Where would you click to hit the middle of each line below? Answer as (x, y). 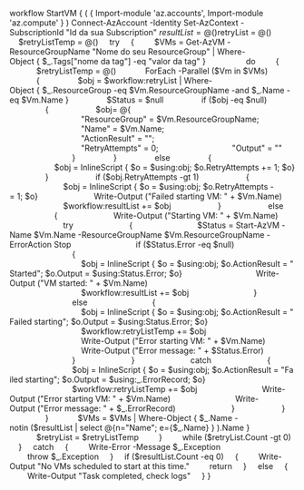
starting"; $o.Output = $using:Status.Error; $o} (121, 322)
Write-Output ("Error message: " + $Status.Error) (173, 350)
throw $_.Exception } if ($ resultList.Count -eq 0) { (132, 456)
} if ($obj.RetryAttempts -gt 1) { (147, 177)
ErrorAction (31, 245)
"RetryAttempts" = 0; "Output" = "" (182, 148)
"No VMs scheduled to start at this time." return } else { (162, 466)
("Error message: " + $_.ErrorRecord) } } (161, 408)
